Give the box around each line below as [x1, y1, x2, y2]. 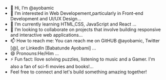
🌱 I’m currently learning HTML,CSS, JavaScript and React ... [10, 21, 137, 27]
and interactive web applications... [10, 32, 83, 38]
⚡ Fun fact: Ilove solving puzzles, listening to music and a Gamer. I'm [10, 56, 155, 62]
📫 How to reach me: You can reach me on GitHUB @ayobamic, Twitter [10, 38, 160, 43]
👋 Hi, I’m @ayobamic [10, 5, 54, 11]
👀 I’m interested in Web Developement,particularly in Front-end [10, 10, 143, 16]
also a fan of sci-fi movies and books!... [10, 64, 94, 69]
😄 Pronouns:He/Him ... [10, 50, 59, 56]
